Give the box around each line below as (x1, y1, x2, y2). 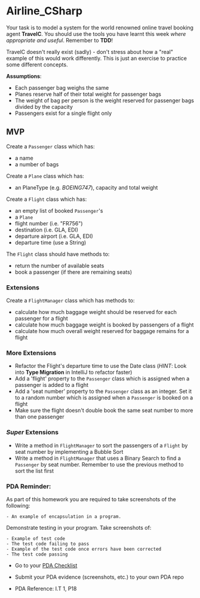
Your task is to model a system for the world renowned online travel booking (6, 24, 194, 31)
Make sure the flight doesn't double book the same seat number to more (14, 407, 193, 414)
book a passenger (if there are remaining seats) (14, 268, 133, 276)
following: (6, 502, 30, 509)
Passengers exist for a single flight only (14, 109, 112, 117)
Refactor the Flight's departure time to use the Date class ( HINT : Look (14, 362, 187, 370)
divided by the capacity (14, 103, 73, 110)
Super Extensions (6, 428, 59, 437)
